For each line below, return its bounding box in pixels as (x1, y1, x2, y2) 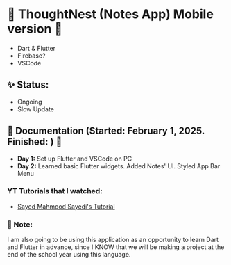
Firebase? (17, 51, 46, 60)
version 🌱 (7, 21, 63, 37)
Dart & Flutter (17, 44, 56, 52)
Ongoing (17, 97, 43, 106)
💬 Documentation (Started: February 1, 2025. (7, 125, 205, 137)
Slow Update (17, 104, 54, 113)
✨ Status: (7, 79, 49, 91)
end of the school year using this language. (7, 250, 131, 259)
